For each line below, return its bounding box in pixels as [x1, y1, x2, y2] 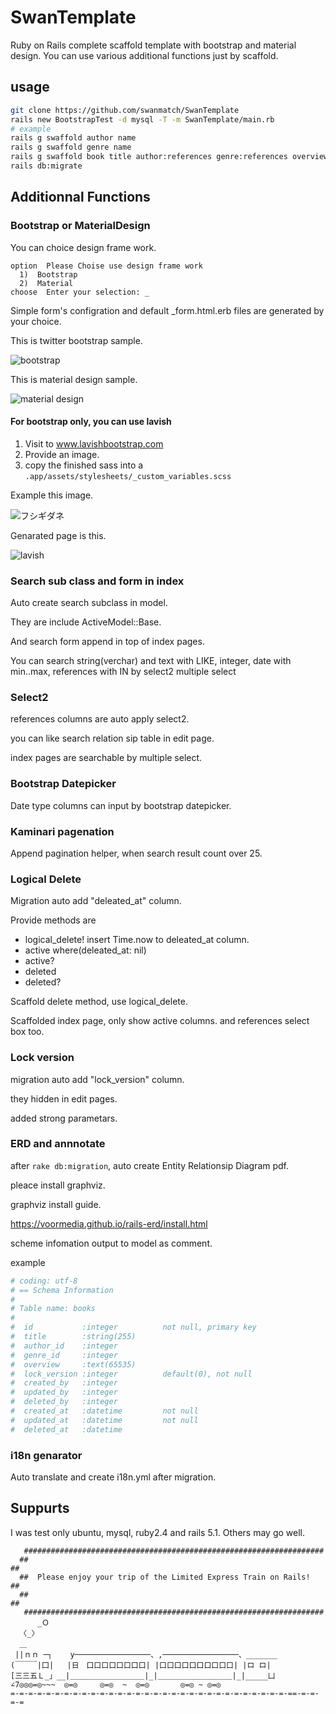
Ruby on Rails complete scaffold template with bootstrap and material [10, 39, 297, 51]
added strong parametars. [10, 1112, 118, 1124]
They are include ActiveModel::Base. [10, 616, 162, 628]
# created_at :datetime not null [10, 1406, 199, 1416]
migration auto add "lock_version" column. [10, 1073, 185, 1085]
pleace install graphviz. [10, 1179, 106, 1191]
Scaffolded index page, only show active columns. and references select [10, 1015, 310, 1027]
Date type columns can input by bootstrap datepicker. [10, 799, 232, 811]
